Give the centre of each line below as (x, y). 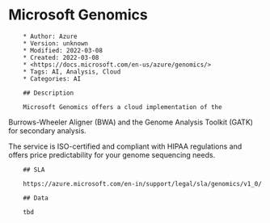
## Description (49, 93)
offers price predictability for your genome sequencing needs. (112, 154)
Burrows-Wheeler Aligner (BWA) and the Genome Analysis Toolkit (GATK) (131, 122)
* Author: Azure (51, 36)
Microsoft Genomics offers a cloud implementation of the (122, 107)
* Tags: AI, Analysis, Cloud (72, 72)
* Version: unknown (56, 43)
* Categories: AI (52, 78)
